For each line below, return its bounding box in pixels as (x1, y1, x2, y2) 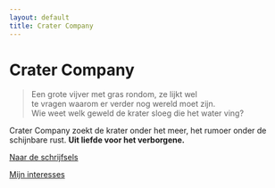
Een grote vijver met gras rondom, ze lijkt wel (30, 89, 198, 100)
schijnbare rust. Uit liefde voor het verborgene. (9, 135, 186, 145)
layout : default (9, 12, 70, 22)
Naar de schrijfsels (9, 152, 79, 163)
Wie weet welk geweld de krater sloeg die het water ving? (30, 108, 244, 119)
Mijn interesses (9, 169, 65, 180)
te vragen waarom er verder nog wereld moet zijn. (30, 99, 216, 110)
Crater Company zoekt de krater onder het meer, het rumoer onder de (9, 126, 267, 136)
